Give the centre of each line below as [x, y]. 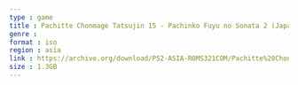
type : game [31, 17]
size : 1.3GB [33, 67]
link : [21, 58]
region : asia [35, 50]
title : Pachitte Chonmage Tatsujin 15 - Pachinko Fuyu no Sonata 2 [138, 26]
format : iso [33, 42]
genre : [24, 34]
